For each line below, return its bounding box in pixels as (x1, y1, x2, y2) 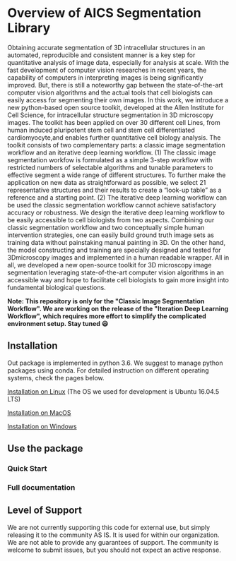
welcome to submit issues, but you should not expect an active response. (7, 545, 221, 554)
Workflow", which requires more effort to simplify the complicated (7, 312, 206, 320)
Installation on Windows (7, 422, 77, 430)
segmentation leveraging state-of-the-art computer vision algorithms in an (7, 268, 224, 277)
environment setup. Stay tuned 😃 (7, 319, 108, 327)
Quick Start (7, 464, 47, 473)
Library (7, 20, 51, 36)
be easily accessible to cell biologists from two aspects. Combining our (7, 215, 215, 224)
